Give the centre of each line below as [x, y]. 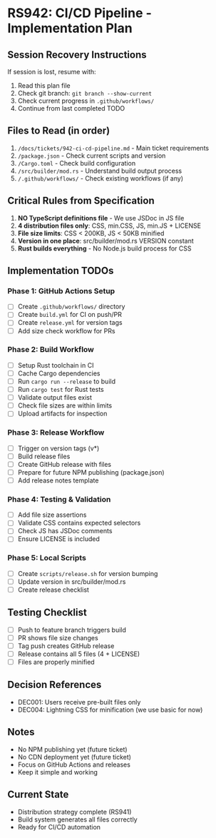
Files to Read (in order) [59, 131]
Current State [38, 795]
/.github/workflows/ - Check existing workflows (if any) [101, 178]
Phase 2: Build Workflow [51, 350]
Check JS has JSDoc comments [65, 531]
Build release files [44, 456]
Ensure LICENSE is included [58, 539]
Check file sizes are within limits [65, 405]
